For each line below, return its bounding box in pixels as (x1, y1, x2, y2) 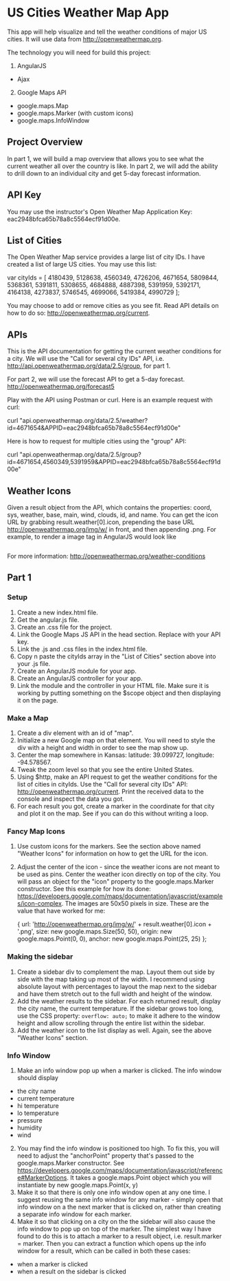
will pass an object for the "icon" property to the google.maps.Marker (16, 877, 214, 886)
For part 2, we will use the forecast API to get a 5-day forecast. (7, 375, 185, 384)
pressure (16, 1116, 43, 1124)
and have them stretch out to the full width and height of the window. (16, 990, 213, 998)
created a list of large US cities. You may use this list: (7, 260, 157, 269)
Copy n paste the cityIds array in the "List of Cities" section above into (16, 652, 216, 660)
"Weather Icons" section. (16, 1033, 89, 1041)
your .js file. (16, 659, 51, 667)
